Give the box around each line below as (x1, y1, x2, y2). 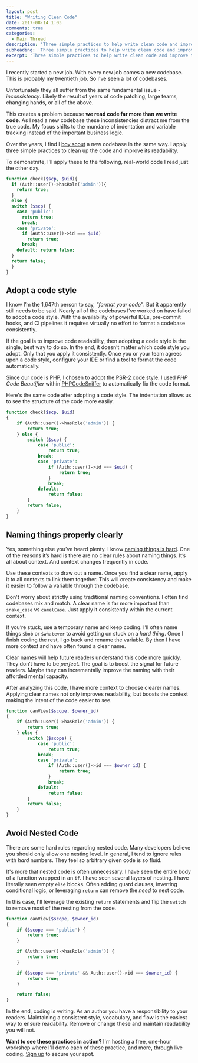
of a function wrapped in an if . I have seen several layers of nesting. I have (6, 874, 189, 881)
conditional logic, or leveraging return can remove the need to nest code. (6, 887, 184, 894)
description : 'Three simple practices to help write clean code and (6, 42, 178, 48)
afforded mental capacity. (6, 673, 69, 680)
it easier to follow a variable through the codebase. (6, 582, 130, 589)
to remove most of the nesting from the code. (6, 904, 117, 911)
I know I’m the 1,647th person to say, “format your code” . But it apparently (6, 301, 187, 308)
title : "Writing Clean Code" (6, 14, 78, 20)
